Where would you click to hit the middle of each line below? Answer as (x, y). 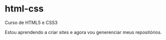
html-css (24, 9)
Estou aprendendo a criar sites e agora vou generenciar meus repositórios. (83, 32)
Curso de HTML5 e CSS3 (31, 22)
